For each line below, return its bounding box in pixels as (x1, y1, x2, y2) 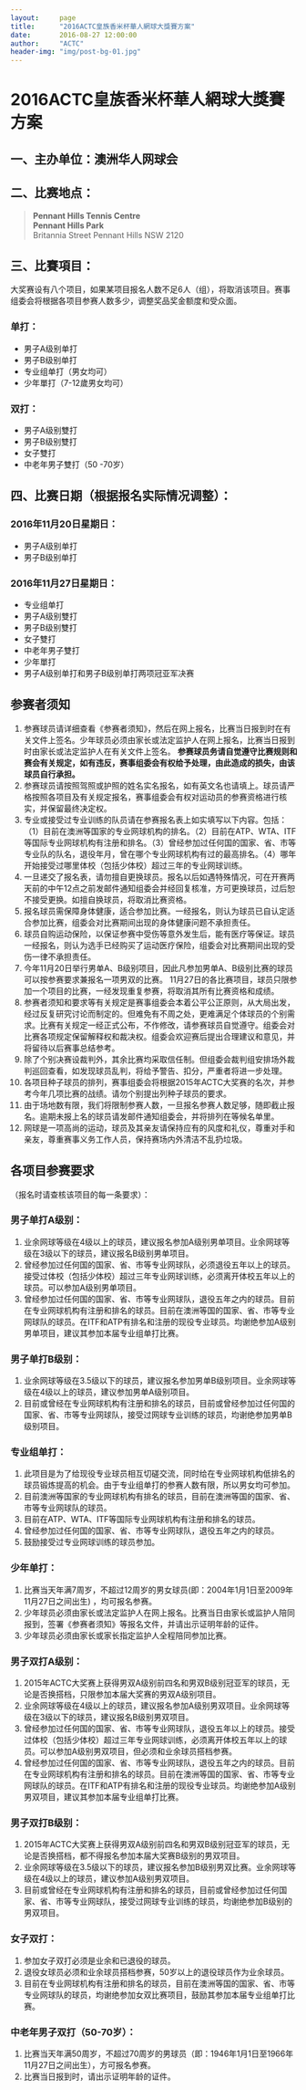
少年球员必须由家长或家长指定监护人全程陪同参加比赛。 (23, 1630, 231, 1641)
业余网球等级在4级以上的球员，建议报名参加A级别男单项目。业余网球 (23, 1236, 282, 1247)
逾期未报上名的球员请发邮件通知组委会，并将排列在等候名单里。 (39, 1111, 280, 1122)
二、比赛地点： (10, 185, 95, 201)
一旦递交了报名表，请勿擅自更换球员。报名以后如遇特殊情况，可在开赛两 (23, 871, 295, 882)
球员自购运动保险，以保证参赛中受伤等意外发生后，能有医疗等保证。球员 (23, 928, 295, 939)
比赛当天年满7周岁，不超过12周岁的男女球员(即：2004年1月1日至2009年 (23, 1584, 294, 1595)
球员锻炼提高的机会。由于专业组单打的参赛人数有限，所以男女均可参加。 (23, 1479, 295, 1490)
